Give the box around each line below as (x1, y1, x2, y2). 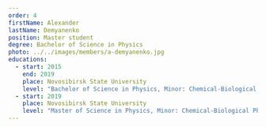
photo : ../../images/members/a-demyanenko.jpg (8, 48, 165, 56)
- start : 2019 (15, 92, 62, 100)
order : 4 (8, 11, 37, 20)
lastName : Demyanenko (8, 26, 80, 34)
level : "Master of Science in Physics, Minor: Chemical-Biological (22, 107, 249, 115)
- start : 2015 (15, 63, 62, 71)
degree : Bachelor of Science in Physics (8, 41, 144, 49)
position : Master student (8, 33, 93, 42)
